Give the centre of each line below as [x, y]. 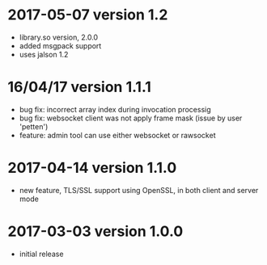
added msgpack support [60, 45]
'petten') [34, 126]
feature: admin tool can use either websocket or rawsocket [117, 135]
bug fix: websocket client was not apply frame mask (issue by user [131, 118]
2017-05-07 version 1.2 [88, 15]
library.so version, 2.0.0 [59, 37]
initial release [41, 254]
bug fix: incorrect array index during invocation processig [115, 109]
